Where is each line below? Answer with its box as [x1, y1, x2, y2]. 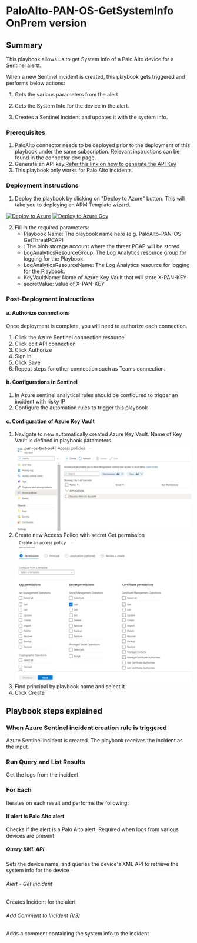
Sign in [14, 352, 32, 359]
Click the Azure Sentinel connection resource [14, 334, 125, 341]
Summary [6, 40, 43, 50]
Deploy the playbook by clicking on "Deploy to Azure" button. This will [14, 195, 185, 202]
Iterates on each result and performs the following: [6, 799, 129, 807]
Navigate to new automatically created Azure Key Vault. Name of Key [14, 431, 182, 438]
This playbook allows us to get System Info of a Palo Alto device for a [6, 56, 174, 62]
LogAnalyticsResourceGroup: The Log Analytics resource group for [23, 249, 187, 256]
